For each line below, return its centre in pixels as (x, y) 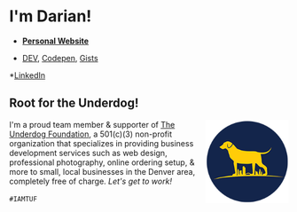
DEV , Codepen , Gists (60, 58)
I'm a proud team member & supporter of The (92, 124)
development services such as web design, (88, 153)
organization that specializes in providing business (102, 143)
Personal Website (55, 41)
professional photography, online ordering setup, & (102, 162)
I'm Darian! (51, 16)
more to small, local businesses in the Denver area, (102, 171)
